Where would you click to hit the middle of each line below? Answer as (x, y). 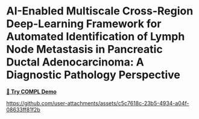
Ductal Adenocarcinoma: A (75, 62)
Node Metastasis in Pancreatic (84, 50)
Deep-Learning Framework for (84, 24)
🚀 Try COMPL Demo (32, 91)
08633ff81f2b (23, 109)
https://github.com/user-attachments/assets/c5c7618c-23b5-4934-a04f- (98, 103)
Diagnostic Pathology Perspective (93, 75)
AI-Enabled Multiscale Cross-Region (100, 11)
